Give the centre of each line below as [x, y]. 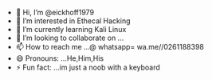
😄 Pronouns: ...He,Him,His [60, 58]
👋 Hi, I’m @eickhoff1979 [55, 12]
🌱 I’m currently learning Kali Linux [71, 29]
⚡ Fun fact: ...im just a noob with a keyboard [88, 67]
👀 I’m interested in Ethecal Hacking [73, 21]
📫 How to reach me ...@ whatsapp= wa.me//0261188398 [110, 47]
